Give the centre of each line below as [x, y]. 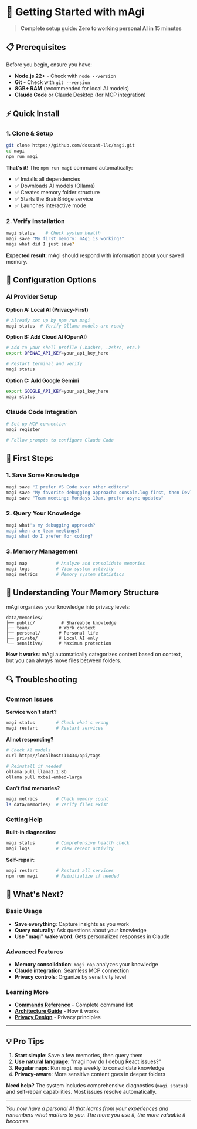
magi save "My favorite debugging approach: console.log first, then [93, 493]
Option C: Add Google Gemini [43, 380]
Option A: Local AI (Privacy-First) [47, 309]
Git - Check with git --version [52, 82]
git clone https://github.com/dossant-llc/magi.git [70, 146]
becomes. [18, 1121]
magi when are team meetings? [43, 531]
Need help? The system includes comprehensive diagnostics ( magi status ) [97, 1086]
